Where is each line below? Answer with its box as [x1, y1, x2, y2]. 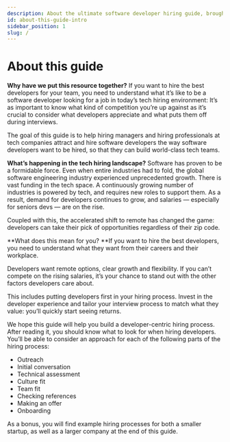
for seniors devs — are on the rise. [7, 203, 105, 211]
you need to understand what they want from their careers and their [7, 244, 199, 253]
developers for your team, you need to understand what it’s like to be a [7, 89, 207, 97]
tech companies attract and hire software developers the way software [7, 139, 207, 147]
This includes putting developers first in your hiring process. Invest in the [7, 292, 214, 301]
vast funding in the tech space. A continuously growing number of [7, 181, 194, 189]
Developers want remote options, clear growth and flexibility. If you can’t [7, 265, 212, 273]
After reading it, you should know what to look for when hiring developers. [7, 327, 216, 336]
